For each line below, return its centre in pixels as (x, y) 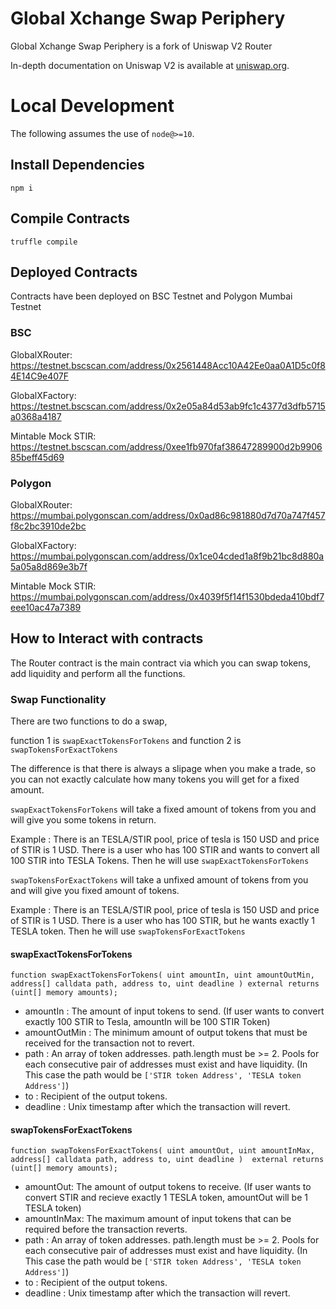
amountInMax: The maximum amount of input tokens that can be (158, 1219)
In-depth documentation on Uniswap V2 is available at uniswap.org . (150, 65)
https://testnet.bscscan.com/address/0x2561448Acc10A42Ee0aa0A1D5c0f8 (168, 365)
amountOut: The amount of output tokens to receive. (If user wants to (168, 1187)
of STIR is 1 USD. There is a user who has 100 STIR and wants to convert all (165, 850)
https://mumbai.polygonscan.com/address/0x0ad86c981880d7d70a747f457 (168, 515)
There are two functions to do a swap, (89, 721)
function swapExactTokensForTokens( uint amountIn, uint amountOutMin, (162, 975)
